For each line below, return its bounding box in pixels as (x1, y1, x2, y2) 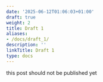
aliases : (6, 31, 28, 37)
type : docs (6, 53, 33, 59)
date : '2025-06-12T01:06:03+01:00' (6, 8, 95, 15)
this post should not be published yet (6, 69, 97, 76)
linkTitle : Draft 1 (6, 48, 55, 53)
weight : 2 (6, 20, 31, 26)
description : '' (6, 42, 46, 48)
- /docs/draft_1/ (6, 36, 49, 42)
